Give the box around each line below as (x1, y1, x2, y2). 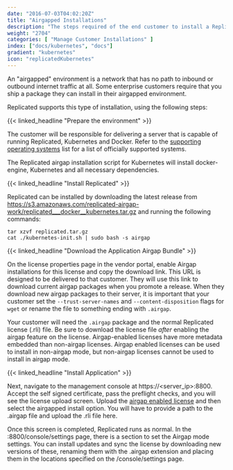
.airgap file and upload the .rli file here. (7, 412, 118, 420)
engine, (7, 165, 29, 174)
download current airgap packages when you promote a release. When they (7, 282, 225, 290)
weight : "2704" (7, 29, 51, 37)
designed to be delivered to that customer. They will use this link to (7, 274, 199, 283)
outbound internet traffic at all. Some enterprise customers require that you (7, 81, 222, 91)
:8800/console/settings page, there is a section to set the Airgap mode (7, 432, 209, 441)
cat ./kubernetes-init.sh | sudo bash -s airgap (7, 234, 150, 241)
